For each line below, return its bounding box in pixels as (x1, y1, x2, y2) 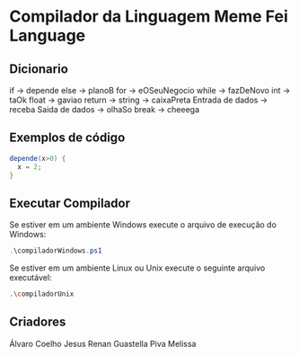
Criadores (9, 315, 66, 330)
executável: (9, 272, 52, 283)
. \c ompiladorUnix (9, 289, 75, 298)
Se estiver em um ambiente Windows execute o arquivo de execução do (9, 219, 277, 230)
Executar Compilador (9, 195, 131, 210)
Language (9, 25, 86, 46)
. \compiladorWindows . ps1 (9, 246, 102, 255)
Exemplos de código (9, 130, 126, 146)
